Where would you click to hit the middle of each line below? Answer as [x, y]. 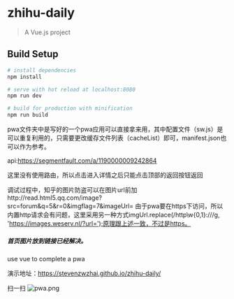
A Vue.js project [47, 32]
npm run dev [24, 96]
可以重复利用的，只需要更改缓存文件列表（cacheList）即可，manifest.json [114, 138]
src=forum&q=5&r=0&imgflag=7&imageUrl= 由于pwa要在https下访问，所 [112, 206]
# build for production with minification [70, 109]
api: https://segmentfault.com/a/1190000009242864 [82, 161]
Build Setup [33, 54]
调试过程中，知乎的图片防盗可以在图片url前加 [72, 190]
